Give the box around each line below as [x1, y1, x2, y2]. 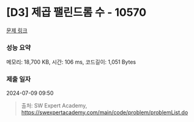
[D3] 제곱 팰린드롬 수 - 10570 [6, 5, 147, 19]
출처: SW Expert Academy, [21, 101, 87, 109]
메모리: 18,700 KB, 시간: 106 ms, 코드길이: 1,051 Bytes [6, 58, 136, 66]
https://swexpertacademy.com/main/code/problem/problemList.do [21, 109, 189, 116]
